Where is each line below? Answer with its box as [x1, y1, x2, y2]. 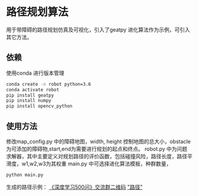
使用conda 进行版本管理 [6, 69, 65, 76]
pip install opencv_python [6, 103, 73, 110]
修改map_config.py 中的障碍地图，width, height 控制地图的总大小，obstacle [6, 137, 191, 145]
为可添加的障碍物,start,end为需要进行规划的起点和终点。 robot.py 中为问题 [6, 145, 188, 152]
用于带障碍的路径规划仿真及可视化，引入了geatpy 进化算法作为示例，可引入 [6, 26, 190, 33]
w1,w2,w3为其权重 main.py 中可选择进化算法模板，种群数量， [21, 160, 172, 167]
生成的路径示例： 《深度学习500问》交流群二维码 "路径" [6, 183, 143, 190]
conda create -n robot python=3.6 [6, 81, 92, 87]
